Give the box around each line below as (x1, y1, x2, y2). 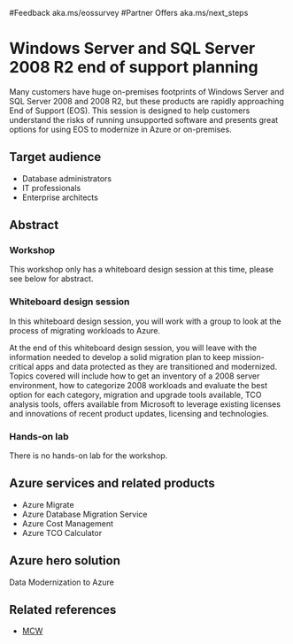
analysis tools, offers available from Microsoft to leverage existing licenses (9, 398, 281, 410)
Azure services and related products (9, 476, 215, 491)
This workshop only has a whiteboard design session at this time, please (9, 264, 274, 275)
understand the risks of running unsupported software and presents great (9, 114, 279, 125)
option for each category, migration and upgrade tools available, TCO (9, 389, 262, 400)
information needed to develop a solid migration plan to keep (9, 351, 232, 362)
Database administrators (21, 172, 112, 184)
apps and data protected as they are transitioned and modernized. (35, 361, 277, 372)
